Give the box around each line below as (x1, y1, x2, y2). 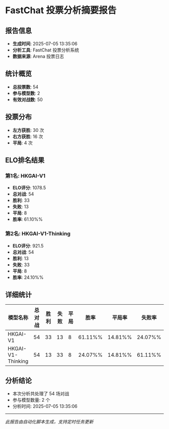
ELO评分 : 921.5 (12, 243, 44, 249)
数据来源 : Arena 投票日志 (12, 54, 64, 59)
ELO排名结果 (5, 156, 45, 165)
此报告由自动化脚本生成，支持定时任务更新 (5, 419, 94, 425)
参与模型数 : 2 (12, 90, 40, 96)
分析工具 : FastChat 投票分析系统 (12, 47, 79, 53)
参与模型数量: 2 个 (12, 397, 50, 403)
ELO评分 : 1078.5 (12, 185, 46, 191)
